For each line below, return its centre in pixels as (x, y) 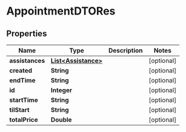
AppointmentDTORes (61, 11)
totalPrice (24, 120)
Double (61, 120)
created (21, 71)
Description (126, 51)
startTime (24, 100)
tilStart (19, 110)
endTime (22, 80)
